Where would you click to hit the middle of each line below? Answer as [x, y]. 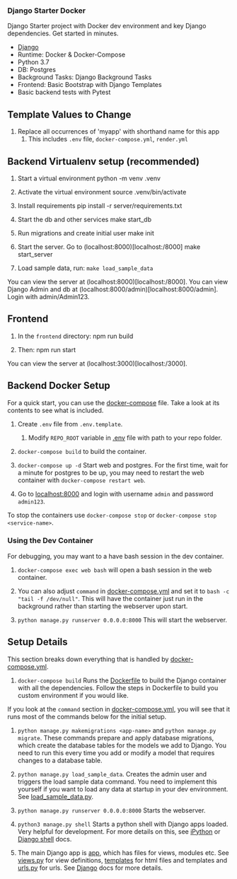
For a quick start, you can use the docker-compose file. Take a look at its [114, 402]
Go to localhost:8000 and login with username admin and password [115, 494]
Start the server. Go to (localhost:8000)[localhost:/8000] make [109, 247]
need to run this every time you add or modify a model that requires [116, 752]
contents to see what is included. [56, 410]
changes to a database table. [60, 760]
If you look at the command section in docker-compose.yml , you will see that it [119, 709]
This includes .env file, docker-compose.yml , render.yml [108, 139]
